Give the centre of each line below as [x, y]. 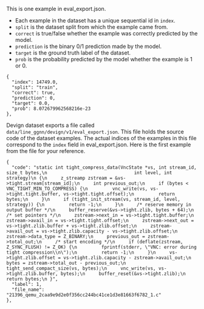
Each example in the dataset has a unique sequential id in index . [95, 20]
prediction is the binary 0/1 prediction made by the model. [88, 46]
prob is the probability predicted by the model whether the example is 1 [104, 59]
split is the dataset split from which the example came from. [91, 27]
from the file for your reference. [46, 151]
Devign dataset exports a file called [51, 125]
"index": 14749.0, [35, 82]
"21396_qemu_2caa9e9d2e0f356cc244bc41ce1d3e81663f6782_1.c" [84, 295]
